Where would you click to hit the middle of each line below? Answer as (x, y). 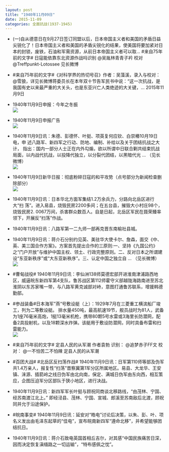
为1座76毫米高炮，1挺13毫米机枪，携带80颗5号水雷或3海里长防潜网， (84, 316)
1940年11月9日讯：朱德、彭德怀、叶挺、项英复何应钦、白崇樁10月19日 (85, 136)
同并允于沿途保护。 (33, 404)
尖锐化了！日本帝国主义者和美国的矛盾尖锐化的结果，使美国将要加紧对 (86, 45)
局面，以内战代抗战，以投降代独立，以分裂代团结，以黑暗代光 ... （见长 (86, 155)
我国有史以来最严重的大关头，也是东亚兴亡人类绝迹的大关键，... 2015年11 (88, 88)
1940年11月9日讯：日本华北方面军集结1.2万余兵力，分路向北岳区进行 (83, 199)
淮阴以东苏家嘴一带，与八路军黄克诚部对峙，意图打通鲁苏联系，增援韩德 (88, 287)
